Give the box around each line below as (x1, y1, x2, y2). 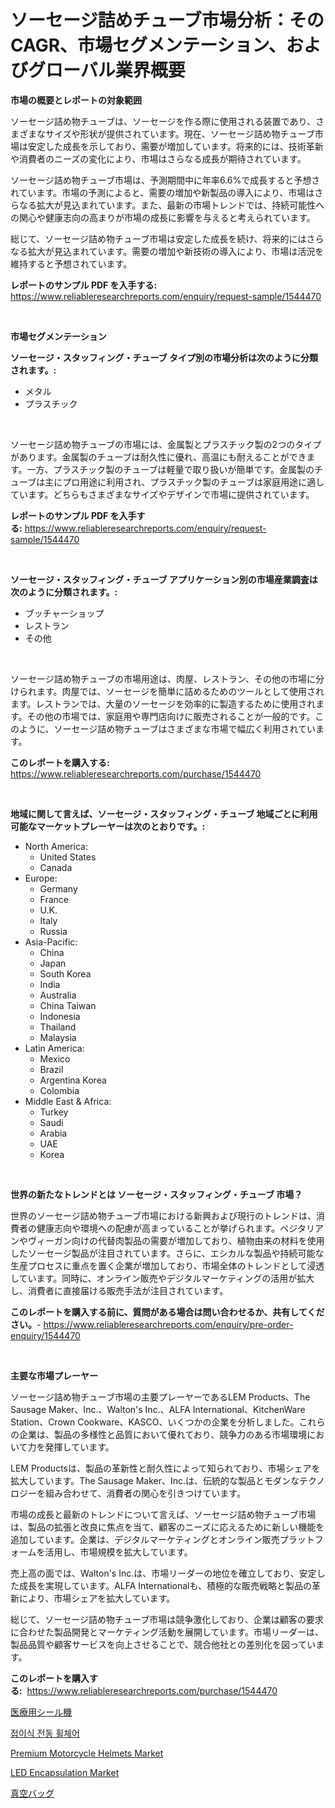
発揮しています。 (44, 1441, 115, 1453)
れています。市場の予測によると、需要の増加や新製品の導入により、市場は (10, 186, 315, 198)
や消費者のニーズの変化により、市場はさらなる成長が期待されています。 (10, 152, 307, 165)
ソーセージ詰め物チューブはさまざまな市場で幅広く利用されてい (53, 722, 317, 735)
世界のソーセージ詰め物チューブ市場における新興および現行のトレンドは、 (10, 1209, 317, 1221)
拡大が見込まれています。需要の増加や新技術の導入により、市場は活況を (27, 245, 325, 257)
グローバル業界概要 (28, 59, 186, 82)
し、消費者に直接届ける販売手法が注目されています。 (10, 1284, 229, 1296)
